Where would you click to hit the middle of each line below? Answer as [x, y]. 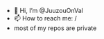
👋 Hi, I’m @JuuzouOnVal [48, 11]
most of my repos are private [55, 28]
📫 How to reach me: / [45, 18]
